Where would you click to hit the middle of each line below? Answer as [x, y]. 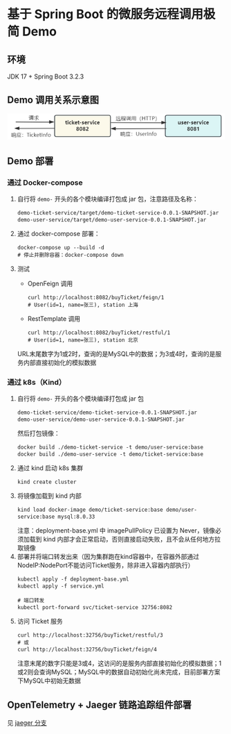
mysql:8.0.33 [76, 517]
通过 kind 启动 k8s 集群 [50, 468]
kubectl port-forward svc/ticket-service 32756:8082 [95, 608]
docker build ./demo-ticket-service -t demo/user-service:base [110, 448]
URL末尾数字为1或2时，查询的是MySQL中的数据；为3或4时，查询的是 [116, 354]
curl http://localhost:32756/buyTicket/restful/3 [90, 635]
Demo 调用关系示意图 [53, 100]
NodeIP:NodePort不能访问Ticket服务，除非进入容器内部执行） [105, 565]
